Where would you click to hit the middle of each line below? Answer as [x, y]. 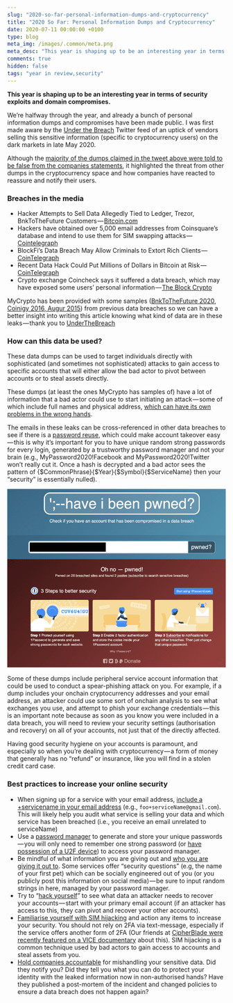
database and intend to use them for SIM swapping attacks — [105, 235]
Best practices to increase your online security [88, 784]
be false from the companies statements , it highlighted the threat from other [115, 165]
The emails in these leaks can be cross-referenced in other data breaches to [116, 427]
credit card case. [31, 766]
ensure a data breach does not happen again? [83, 991]
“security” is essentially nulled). [52, 480]
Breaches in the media [46, 198]
